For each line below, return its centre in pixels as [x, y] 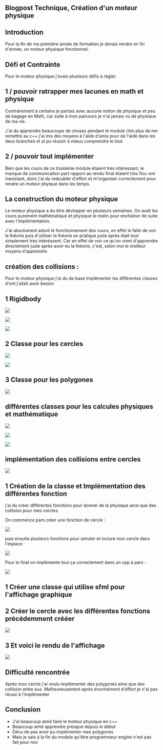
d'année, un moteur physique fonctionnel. [47, 49]
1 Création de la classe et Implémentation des [75, 486]
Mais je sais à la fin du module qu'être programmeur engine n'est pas [82, 737]
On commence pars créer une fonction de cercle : [55, 520]
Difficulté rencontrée [37, 672]
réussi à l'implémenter [27, 694]
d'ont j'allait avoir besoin [30, 284]
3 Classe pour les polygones [49, 380]
